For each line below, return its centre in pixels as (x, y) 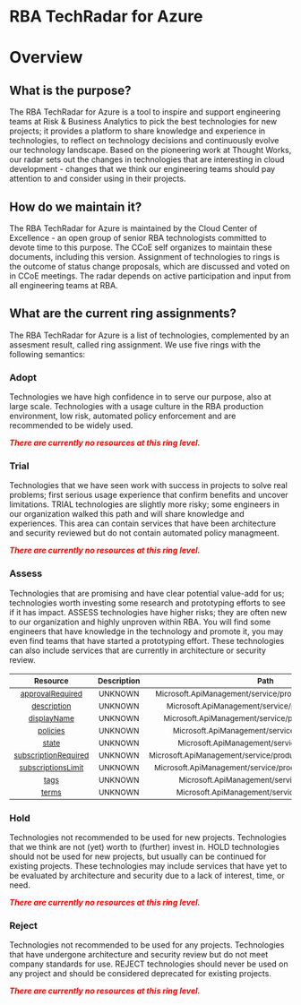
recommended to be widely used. (71, 425)
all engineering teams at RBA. (64, 285)
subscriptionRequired (52, 755)
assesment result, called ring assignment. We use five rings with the (135, 344)
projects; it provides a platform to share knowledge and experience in (138, 131)
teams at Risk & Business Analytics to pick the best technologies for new (143, 122)
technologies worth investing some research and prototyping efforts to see (147, 603)
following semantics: (47, 354)
